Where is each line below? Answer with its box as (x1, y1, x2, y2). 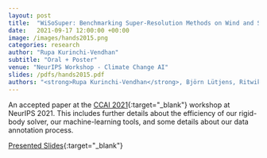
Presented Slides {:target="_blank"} (8, 141, 123, 150)
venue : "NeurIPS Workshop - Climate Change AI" (8, 64, 169, 71)
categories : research (8, 41, 80, 49)
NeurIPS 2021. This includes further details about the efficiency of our (8, 108, 238, 118)
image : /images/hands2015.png (8, 33, 109, 42)
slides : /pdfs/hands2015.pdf (8, 71, 105, 79)
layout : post (8, 11, 52, 20)
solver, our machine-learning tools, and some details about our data (26, 117, 249, 126)
